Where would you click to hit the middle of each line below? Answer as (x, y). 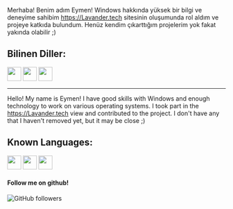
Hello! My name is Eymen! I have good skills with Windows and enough (109, 98)
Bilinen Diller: (36, 54)
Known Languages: (50, 143)
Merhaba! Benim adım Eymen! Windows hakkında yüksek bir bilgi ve (105, 10)
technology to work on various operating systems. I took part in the (103, 106)
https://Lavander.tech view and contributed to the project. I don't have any (113, 113)
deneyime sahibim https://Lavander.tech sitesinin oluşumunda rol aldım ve (113, 17)
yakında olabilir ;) (32, 32)
